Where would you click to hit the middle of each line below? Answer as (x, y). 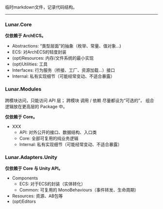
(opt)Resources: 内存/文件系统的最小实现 (53, 58)
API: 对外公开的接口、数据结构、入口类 (58, 132)
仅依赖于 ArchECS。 (25, 36)
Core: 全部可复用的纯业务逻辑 (49, 138)
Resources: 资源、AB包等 (37, 196)
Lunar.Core (18, 24)
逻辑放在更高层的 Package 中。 (36, 106)
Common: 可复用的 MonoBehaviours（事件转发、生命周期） (79, 190)
